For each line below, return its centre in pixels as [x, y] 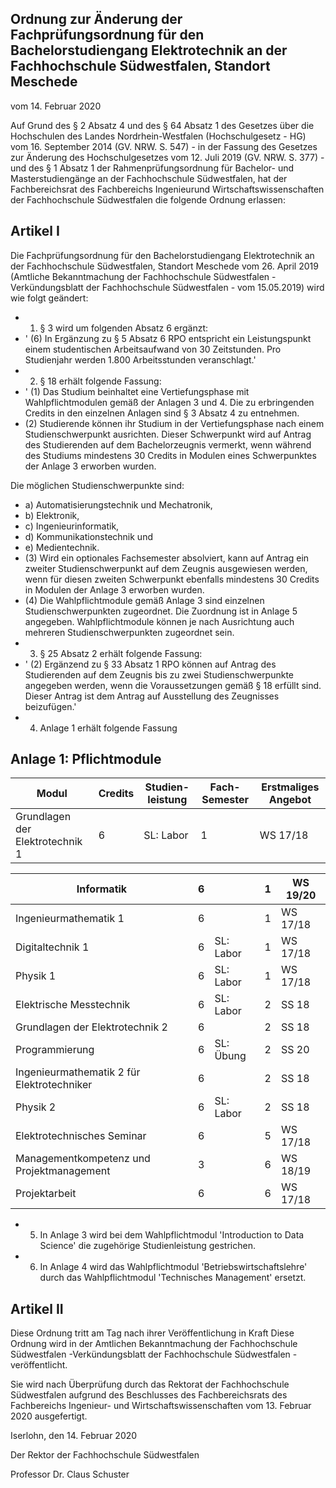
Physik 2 [36, 1107]
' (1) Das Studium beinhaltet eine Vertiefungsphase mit [137, 391]
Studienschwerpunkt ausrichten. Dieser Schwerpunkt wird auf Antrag [168, 434]
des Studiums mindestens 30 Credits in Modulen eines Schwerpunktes [170, 455]
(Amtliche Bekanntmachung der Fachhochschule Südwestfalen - [143, 276]
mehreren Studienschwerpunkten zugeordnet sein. [129, 632]
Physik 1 [36, 976]
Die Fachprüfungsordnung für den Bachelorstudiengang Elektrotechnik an [162, 255]
